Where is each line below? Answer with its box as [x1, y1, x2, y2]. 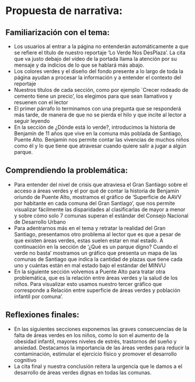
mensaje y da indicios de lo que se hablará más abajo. [13, 61, 144, 68]
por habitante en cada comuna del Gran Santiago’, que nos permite [13, 199, 176, 207]
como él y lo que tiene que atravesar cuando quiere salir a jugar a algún [13, 142, 187, 149]
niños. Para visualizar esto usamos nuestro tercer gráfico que [13, 280, 162, 287]
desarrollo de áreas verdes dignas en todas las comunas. [13, 369, 152, 376]
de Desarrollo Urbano [13, 218, 67, 225]
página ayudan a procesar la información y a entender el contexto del [13, 74, 182, 81]
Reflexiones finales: [5, 310, 79, 320]
